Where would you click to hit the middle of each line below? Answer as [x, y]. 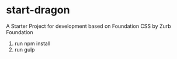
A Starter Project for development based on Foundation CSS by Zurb [88, 26]
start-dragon [38, 10]
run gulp [25, 49]
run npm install [32, 43]
